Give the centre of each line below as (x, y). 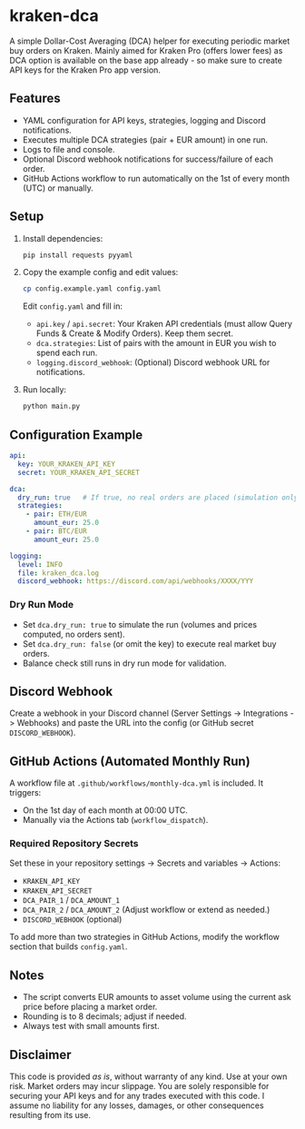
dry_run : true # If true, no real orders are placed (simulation (148, 497)
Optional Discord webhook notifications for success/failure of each (148, 159)
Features (35, 99)
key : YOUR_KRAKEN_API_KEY (67, 464)
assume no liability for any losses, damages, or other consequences (137, 1105)
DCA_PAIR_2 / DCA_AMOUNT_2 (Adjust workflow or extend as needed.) (146, 910)
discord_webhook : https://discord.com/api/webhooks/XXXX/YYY (136, 581)
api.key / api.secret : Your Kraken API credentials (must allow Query (164, 324)
